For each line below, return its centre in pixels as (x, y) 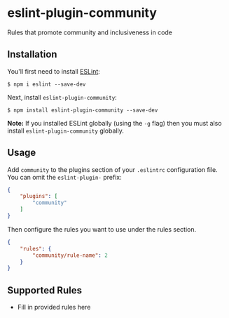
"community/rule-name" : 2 (70, 255)
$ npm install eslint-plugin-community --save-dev (83, 110)
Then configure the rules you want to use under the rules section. (102, 229)
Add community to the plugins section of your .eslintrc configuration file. (113, 169)
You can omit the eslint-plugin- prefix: (64, 177)
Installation (32, 54)
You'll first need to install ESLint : (54, 71)
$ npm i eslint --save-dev (47, 84)
